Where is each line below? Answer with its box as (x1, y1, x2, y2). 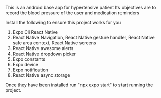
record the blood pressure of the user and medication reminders (5, 10, 139, 16)
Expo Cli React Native (12, 29, 58, 35)
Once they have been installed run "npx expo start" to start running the (5, 82, 153, 88)
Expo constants (12, 56, 46, 62)
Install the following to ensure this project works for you (5, 20, 122, 25)
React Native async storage (12, 72, 70, 78)
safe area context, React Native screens (12, 40, 96, 46)
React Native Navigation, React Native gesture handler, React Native (12, 35, 155, 40)
